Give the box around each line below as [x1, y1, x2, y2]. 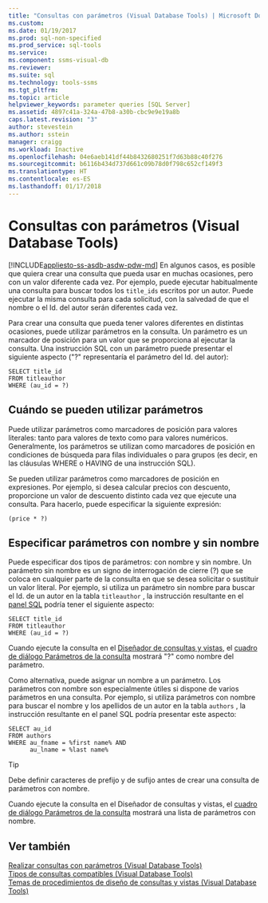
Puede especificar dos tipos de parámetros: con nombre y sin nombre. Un [8, 557, 252, 567]
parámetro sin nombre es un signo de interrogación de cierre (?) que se [8, 566, 243, 576]
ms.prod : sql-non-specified [8, 34, 102, 42]
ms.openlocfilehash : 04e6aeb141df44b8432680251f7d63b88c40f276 [8, 152, 223, 160]
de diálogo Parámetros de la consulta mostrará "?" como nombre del [8, 652, 234, 661]
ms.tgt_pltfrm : [8, 85, 59, 94]
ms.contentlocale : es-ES [8, 175, 91, 184]
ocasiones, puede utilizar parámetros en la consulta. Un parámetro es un [8, 327, 248, 336]
